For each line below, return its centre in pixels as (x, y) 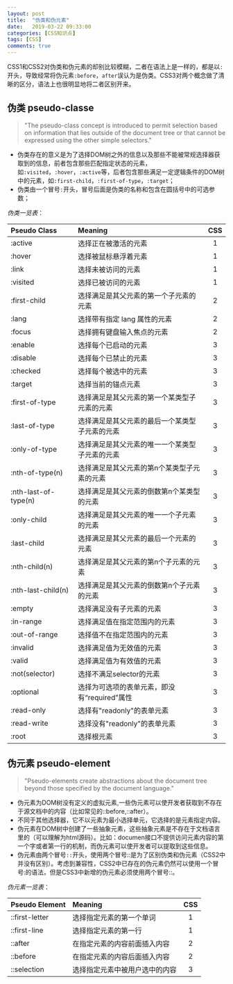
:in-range (26, 621)
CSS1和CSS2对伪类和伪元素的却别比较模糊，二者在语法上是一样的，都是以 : (115, 66)
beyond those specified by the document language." (99, 788)
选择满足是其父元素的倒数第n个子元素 (139, 585)
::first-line (27, 930)
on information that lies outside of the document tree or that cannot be (125, 132)
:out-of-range (34, 634)
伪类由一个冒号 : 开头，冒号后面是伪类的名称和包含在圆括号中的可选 (113, 189)
